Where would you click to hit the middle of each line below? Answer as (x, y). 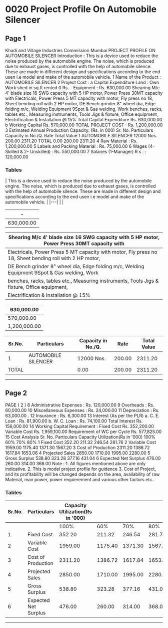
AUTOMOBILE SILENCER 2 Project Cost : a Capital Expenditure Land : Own (82, 82)
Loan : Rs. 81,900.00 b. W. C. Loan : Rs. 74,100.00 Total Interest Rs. (74, 421)
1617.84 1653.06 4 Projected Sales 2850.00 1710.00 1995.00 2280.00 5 (78, 453)
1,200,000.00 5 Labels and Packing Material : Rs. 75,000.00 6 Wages (76, 146)
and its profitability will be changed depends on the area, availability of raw (82, 474)
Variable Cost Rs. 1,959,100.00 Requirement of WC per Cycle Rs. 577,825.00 (83, 432)
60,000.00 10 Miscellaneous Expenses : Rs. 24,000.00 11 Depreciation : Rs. (82, 410)
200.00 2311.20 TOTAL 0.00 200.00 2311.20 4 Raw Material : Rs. (71, 141)
